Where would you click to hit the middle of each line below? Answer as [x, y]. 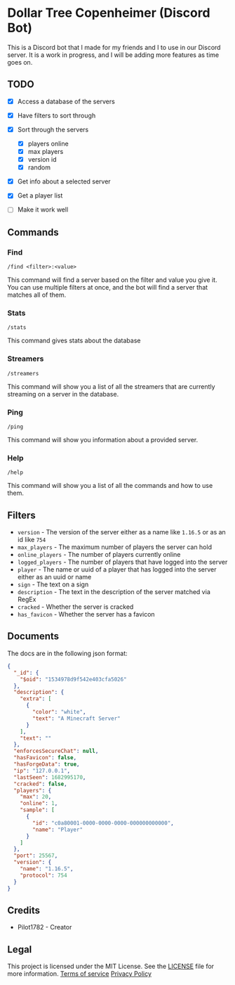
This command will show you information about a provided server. [103, 439]
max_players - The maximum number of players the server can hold [115, 547]
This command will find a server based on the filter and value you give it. [112, 280]
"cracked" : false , [41, 784]
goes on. [20, 62]
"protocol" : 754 [44, 875]
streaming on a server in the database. [63, 394]
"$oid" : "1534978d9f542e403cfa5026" [74, 679]
